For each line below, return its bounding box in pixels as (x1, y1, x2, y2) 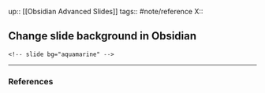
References (8, 76, 54, 87)
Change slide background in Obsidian (8, 29, 197, 43)
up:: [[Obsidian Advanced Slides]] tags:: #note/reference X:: (8, 7, 203, 16)
